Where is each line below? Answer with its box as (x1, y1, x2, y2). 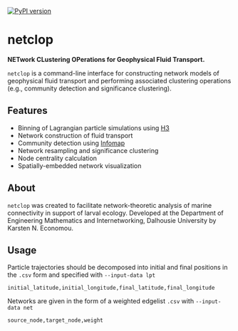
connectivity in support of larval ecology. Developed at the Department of (7, 209, 224, 217)
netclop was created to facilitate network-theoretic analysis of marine (7, 201, 212, 209)
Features (7, 105, 48, 117)
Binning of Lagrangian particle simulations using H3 (17, 123, 170, 132)
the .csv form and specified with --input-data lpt (7, 270, 155, 279)
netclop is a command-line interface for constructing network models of (7, 68, 219, 78)
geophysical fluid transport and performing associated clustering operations (7, 76, 232, 85)
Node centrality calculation (17, 154, 98, 162)
